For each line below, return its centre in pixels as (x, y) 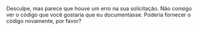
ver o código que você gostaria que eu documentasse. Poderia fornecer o (99, 15)
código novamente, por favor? (44, 21)
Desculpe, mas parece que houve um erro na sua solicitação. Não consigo (99, 9)
